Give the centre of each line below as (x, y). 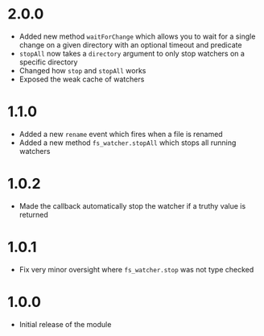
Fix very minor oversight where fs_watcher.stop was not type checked (136, 269)
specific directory (48, 62)
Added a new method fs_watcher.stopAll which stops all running (128, 143)
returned (34, 214)
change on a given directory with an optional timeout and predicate (130, 44)
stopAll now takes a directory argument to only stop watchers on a (132, 53)
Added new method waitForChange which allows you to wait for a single (137, 36)
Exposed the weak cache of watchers (82, 79)
